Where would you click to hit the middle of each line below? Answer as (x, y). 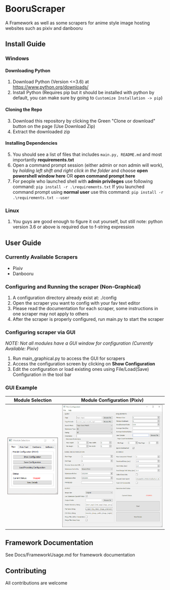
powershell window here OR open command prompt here (74, 176)
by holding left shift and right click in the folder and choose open (80, 171)
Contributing (26, 571)
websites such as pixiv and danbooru (44, 28)
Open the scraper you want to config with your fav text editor (76, 303)
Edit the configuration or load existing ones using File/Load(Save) (81, 369)
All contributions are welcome (36, 583)
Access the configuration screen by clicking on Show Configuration (84, 364)
